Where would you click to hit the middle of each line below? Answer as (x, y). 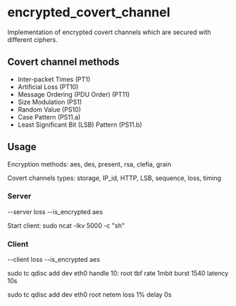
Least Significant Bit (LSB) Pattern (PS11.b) (80, 125)
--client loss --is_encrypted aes (54, 260)
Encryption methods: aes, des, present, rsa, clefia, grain (90, 164)
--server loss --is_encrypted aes (55, 211)
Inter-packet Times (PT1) (54, 79)
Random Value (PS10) (49, 109)
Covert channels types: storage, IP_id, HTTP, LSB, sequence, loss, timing (114, 178)
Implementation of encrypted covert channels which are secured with (109, 32)
